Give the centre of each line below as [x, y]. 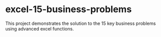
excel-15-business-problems [68, 9]
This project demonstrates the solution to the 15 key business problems [81, 23]
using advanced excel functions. [40, 28]
